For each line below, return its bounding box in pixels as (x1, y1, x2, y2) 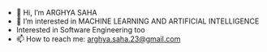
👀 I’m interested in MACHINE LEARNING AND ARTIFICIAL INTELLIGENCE (15, 16, 260, 26)
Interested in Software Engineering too (15, 25, 146, 34)
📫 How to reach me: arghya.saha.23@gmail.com (15, 34, 181, 44)
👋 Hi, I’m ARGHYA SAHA (15, 8, 97, 17)
